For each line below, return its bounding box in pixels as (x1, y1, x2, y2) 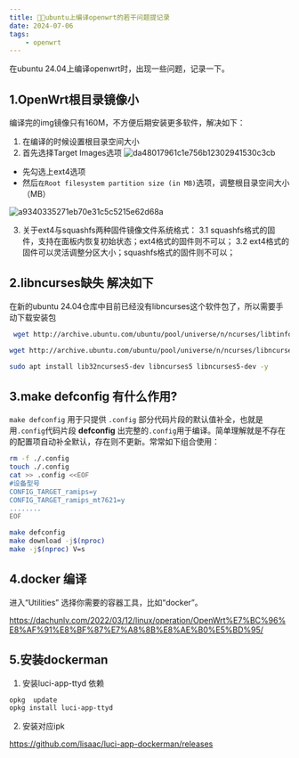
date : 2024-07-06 (9, 21, 74, 30)
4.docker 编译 (9, 572, 87, 587)
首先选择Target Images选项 (21, 148, 122, 159)
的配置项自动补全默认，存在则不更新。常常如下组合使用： (9, 436, 220, 447)
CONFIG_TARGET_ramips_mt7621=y (9, 495, 125, 504)
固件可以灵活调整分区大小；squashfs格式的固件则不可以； (21, 247, 236, 258)
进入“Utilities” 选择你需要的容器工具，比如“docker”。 (9, 597, 203, 607)
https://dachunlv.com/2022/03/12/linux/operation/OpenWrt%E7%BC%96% (9, 615, 287, 625)
